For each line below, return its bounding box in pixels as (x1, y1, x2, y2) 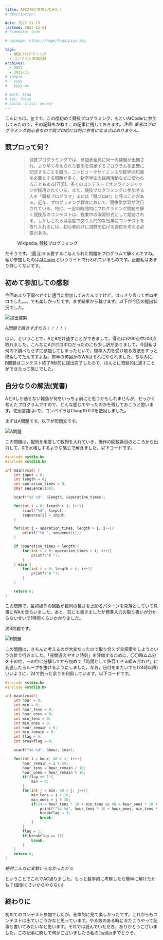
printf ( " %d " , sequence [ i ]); (22, 531, 82, 536)
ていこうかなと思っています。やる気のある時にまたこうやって (30, 917, 154, 923)
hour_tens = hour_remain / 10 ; (22, 766, 86, 770)
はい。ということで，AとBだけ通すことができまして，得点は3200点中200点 (5, 336, 157, 342)
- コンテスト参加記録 (9, 56, 47, 61)
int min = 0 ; (14, 703, 40, 708)
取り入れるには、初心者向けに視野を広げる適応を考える (29, 224, 140, 230)
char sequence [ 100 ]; (14, 486, 55, 491)
